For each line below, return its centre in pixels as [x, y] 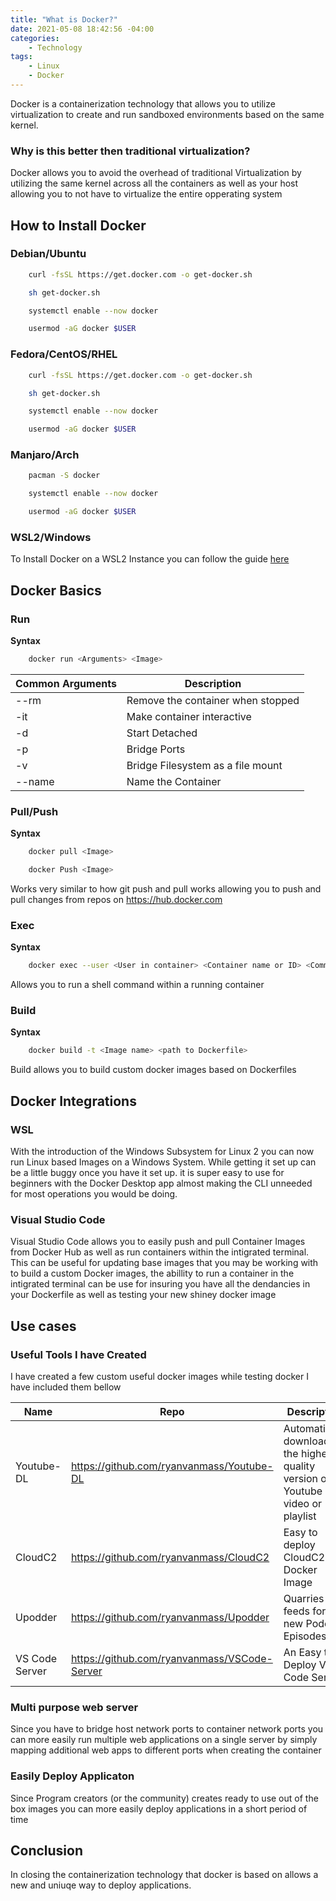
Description [213, 683]
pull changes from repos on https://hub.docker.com [116, 899]
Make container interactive [189, 716]
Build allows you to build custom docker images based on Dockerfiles [153, 1070]
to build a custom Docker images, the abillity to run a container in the [152, 1273]
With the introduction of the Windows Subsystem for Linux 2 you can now [162, 1152]
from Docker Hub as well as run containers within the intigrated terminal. [160, 1252]
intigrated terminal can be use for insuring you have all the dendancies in [160, 1284]
